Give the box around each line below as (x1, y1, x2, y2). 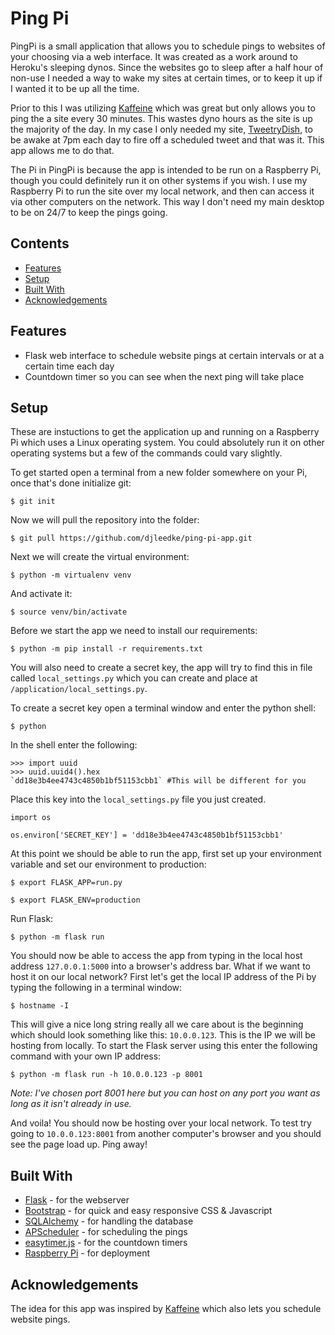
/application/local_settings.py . (10, 683, 148, 695)
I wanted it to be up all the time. (10, 82, 140, 94)
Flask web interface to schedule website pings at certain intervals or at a (24, 349, 325, 361)
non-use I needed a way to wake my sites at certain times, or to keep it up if (10, 72, 323, 84)
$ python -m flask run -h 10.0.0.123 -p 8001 (10, 1070, 203, 1080)
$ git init (10, 497, 56, 507)
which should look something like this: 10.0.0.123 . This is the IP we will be (10, 1029, 317, 1041)
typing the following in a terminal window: (10, 982, 183, 994)
